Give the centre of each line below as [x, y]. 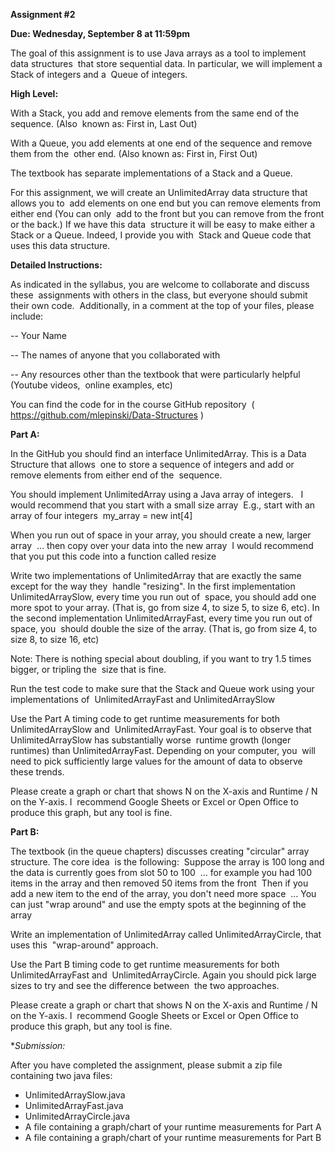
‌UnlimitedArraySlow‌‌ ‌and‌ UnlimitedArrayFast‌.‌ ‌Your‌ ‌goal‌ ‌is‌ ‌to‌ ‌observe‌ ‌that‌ [161, 729]
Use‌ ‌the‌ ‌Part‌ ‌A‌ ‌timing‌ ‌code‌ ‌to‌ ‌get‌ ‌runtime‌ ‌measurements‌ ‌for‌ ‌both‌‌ [145, 718]
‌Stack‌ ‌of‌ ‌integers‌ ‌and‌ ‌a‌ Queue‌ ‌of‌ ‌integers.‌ [99, 74]
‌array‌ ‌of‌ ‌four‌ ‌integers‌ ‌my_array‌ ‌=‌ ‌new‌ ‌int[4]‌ [101, 515]
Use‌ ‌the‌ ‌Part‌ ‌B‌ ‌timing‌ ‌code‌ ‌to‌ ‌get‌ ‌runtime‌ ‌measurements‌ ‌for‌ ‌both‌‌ [145, 964]
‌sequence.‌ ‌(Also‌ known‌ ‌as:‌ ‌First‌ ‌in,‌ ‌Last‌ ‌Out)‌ [104, 123]
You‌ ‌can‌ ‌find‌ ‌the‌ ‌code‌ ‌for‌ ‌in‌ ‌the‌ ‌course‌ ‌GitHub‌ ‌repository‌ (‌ [132, 404]
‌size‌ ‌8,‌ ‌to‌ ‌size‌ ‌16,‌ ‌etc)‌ [55, 639]
